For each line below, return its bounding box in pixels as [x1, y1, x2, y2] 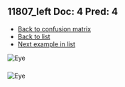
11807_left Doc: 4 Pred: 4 [7, 6, 119, 18]
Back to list [17, 32, 50, 41]
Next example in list [17, 39, 76, 48]
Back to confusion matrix [17, 24, 91, 33]
